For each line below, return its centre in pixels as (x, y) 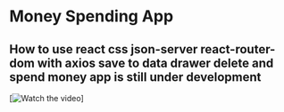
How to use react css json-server (104, 49)
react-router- (238, 49)
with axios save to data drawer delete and (155, 63)
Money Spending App (92, 16)
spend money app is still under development (135, 77)
